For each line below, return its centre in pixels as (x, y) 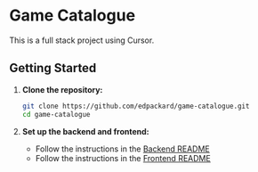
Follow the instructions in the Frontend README (123, 158)
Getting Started (53, 68)
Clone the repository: (62, 89)
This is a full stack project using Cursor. (82, 40)
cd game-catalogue (56, 114)
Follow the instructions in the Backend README (123, 149)
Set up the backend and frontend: (85, 131)
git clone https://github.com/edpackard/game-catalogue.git (136, 106)
